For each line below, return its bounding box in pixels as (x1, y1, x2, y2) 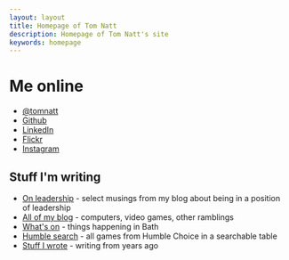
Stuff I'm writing (9, 169, 101, 184)
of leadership (21, 202, 71, 213)
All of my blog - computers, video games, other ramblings (21, 212, 234, 223)
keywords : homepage (9, 37, 82, 47)
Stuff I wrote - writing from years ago (21, 240, 158, 250)
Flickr (21, 134, 43, 145)
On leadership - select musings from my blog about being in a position (21, 193, 281, 203)
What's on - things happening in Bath (21, 222, 159, 232)
